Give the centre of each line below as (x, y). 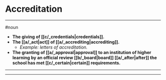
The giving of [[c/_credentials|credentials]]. (58, 37)
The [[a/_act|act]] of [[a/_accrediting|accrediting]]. (66, 42)
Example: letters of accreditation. (54, 47)
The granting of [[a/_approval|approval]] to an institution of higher (82, 52)
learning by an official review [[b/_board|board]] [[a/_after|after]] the (84, 57)
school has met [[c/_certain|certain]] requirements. (66, 63)
